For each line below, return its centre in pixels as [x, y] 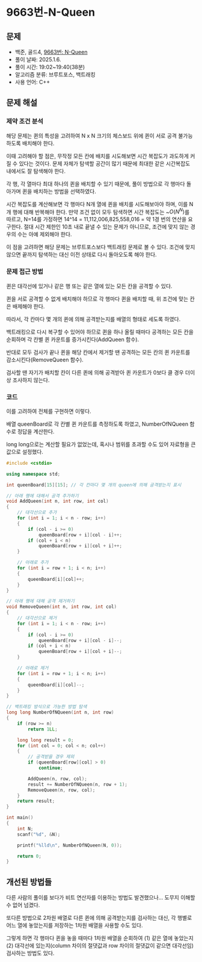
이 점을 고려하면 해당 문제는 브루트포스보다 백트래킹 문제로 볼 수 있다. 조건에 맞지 [101, 247]
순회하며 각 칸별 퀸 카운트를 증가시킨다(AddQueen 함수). [73, 339]
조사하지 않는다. [31, 380]
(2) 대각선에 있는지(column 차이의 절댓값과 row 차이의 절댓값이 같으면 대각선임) [100, 946]
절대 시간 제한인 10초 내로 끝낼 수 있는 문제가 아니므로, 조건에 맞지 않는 [106, 227]
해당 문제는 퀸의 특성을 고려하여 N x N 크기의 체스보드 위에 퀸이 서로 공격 [92, 135]
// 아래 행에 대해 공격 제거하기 [41, 601]
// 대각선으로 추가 [37, 513]
